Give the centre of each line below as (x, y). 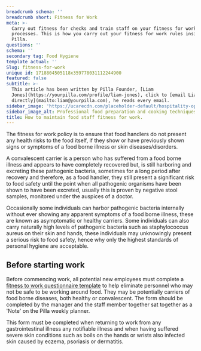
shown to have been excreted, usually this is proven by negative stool (92, 190)
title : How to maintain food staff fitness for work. (75, 117)
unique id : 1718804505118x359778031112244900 (64, 73)
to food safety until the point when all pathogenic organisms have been (94, 184)
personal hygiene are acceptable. (47, 246)
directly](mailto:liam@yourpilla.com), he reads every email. (91, 100)
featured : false (26, 78)
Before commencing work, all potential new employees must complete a (95, 279)
